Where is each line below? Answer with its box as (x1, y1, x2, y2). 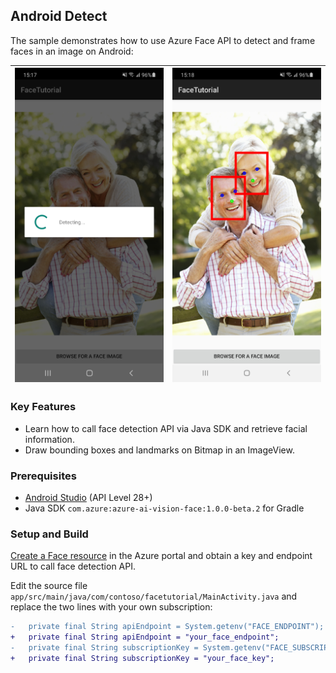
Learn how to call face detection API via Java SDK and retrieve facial (24, 422, 308, 434)
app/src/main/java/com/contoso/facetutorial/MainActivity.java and (10, 590, 298, 603)
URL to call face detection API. (10, 560, 136, 573)
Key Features (10, 400, 77, 414)
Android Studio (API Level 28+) (24, 491, 153, 503)
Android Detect (10, 8, 108, 25)
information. (24, 433, 75, 445)
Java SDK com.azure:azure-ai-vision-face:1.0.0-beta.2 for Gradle (24, 502, 305, 514)
